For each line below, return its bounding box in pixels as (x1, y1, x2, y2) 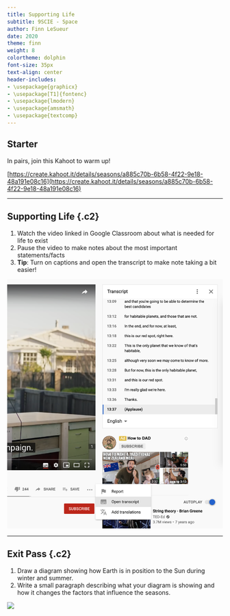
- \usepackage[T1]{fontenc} (7, 90, 88, 97)
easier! (16, 265, 37, 273)
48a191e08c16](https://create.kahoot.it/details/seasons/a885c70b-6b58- (7, 177, 214, 185)
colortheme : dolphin (7, 55, 66, 62)
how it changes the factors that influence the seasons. (16, 588, 171, 596)
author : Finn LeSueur (7, 25, 69, 32)
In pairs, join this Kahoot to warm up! (7, 156, 111, 164)
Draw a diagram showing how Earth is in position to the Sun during (16, 566, 205, 575)
